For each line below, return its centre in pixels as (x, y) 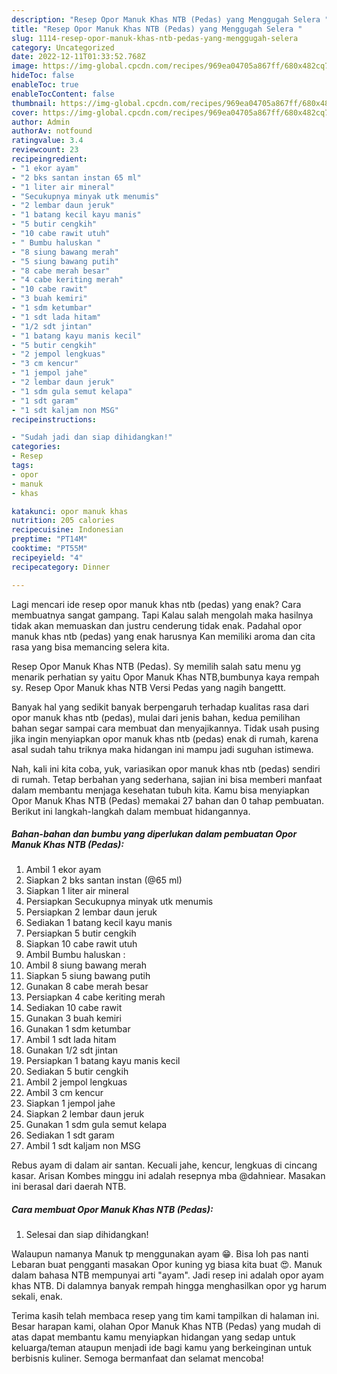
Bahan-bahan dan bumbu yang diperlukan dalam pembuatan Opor (154, 834)
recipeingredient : (49, 159)
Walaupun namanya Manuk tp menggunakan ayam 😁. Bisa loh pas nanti (160, 1254)
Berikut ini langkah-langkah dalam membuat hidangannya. (131, 811)
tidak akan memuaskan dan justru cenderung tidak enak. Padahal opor (157, 625)
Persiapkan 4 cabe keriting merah (95, 997)
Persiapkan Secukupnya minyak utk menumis (119, 902)
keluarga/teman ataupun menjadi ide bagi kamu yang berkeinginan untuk (161, 1348)
